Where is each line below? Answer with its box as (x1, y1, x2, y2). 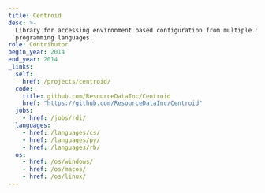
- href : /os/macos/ (22, 165, 87, 173)
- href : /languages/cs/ (22, 128, 101, 136)
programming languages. (15, 33, 93, 42)
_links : (8, 63, 34, 71)
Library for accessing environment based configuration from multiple (15, 26, 252, 34)
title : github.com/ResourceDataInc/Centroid (22, 92, 171, 100)
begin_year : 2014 (8, 48, 65, 56)
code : (15, 84, 34, 93)
